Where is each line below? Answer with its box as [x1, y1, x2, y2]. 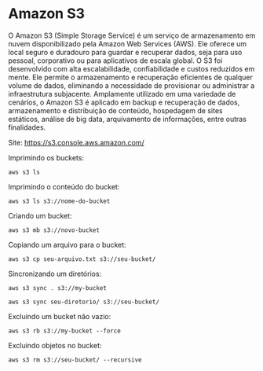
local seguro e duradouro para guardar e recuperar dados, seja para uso [8, 47, 243, 57]
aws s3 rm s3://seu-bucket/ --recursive [8, 355, 143, 364]
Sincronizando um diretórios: [8, 269, 102, 278]
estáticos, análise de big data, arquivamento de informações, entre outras [8, 114, 247, 123]
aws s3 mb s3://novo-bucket [8, 226, 100, 234]
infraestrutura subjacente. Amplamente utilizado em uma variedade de [8, 89, 236, 98]
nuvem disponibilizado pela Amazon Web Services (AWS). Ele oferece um [8, 39, 247, 48]
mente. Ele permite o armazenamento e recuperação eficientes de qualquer [8, 72, 254, 82]
